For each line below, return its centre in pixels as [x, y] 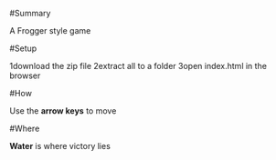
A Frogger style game [50, 30]
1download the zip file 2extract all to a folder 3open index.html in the [138, 66]
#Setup [23, 48]
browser [25, 75]
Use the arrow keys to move [63, 111]
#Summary [30, 13]
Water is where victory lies [60, 146]
